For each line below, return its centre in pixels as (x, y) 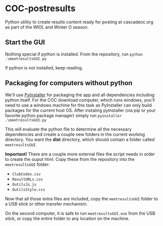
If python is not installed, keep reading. (44, 68)
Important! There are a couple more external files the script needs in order (80, 154)
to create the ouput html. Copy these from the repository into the (70, 159)
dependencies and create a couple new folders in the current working (75, 134)
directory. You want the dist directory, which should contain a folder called (80, 139)
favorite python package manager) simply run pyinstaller (63, 115)
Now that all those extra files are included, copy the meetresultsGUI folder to (81, 199)
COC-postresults (40, 9)
